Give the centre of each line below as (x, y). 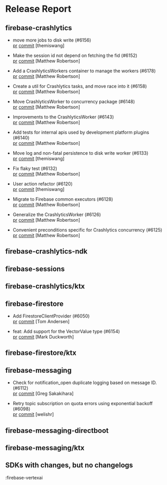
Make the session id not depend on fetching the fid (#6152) (75, 55)
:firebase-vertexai (24, 477)
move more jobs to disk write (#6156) (52, 40)
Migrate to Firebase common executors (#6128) (63, 199)
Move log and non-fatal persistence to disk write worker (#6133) (80, 153)
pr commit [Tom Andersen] (41, 321)
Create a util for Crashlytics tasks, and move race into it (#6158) (80, 86)
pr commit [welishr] (33, 414)
